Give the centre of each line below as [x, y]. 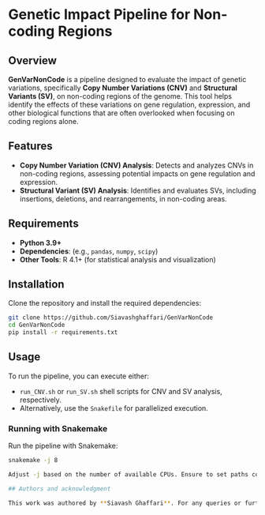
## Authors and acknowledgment [60, 489]
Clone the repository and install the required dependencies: [105, 303]
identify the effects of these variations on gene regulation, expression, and [129, 105]
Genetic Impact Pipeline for [99, 15]
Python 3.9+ [40, 242]
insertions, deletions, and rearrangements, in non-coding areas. [123, 198]
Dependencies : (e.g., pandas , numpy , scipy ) [89, 251]
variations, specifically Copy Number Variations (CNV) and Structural [123, 88]
